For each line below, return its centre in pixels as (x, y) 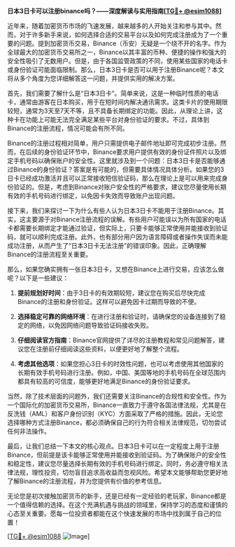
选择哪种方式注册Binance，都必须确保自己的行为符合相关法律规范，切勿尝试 (117, 422)
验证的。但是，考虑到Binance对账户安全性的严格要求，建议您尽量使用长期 (120, 187)
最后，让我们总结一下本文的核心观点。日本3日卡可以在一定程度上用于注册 (113, 446)
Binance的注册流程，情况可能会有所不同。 (68, 128)
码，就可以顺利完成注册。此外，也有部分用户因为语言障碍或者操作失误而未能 (117, 237)
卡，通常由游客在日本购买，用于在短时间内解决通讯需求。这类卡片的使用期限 (117, 102)
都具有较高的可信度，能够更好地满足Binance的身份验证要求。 (106, 381)
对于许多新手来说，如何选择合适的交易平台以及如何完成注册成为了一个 (120, 35)
